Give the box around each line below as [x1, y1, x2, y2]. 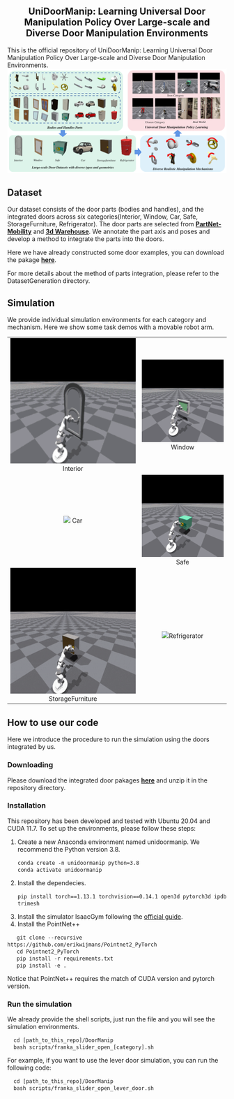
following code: [7, 1063, 52, 1072]
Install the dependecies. [17, 878, 86, 887]
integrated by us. [7, 743, 56, 751]
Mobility [7, 227, 32, 236]
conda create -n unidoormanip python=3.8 [17, 859, 139, 866]
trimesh [17, 900, 40, 907]
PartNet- [195, 220, 221, 228]
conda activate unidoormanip [17, 866, 102, 873]
